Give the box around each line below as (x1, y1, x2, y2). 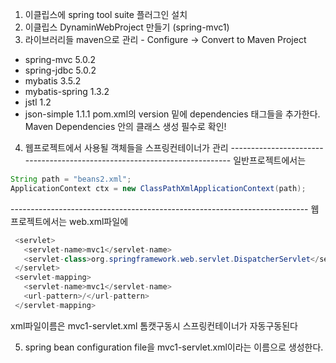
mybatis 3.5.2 (24, 75, 82, 87)
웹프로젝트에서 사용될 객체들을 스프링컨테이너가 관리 (24, 142, 229, 153)
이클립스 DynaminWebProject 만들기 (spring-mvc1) (24, 21, 230, 33)
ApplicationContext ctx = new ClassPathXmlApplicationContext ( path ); (10, 183, 307, 193)
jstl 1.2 (24, 96, 52, 108)
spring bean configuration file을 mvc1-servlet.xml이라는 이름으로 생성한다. (24, 341, 324, 353)
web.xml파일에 (69, 215, 129, 227)
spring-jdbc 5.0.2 (24, 64, 97, 76)
